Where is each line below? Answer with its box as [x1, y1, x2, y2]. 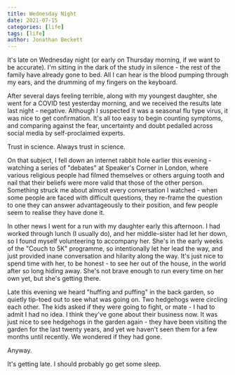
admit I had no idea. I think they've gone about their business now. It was [7, 310, 218, 319]
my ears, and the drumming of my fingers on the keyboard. [7, 78, 178, 86]
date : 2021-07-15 [7, 17, 58, 24]
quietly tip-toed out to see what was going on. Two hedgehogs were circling [7, 296, 228, 304]
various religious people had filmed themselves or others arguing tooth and [7, 171, 224, 180]
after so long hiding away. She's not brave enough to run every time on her [7, 267, 224, 275]
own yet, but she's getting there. [7, 275, 101, 283]
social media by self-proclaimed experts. [7, 129, 125, 138]
